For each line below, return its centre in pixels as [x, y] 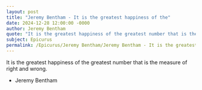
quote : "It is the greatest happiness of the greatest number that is [96, 34]
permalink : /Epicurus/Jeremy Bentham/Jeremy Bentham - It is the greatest [102, 46]
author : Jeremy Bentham [36, 28]
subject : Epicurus [29, 40]
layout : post [23, 12]
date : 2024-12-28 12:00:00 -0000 [48, 23]
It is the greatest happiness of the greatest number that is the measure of [97, 62]
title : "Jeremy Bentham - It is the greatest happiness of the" [88, 17]
